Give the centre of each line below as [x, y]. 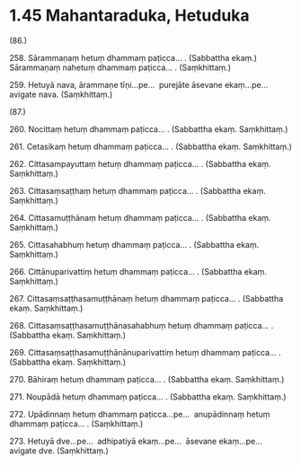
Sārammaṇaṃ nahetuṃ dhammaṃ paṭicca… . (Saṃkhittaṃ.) [120, 67]
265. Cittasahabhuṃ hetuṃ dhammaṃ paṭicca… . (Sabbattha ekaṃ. [134, 244]
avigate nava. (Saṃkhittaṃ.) [61, 94]
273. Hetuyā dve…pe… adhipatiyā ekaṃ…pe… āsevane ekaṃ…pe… [136, 441]
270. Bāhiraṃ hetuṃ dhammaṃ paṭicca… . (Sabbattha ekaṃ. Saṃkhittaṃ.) [147, 379]
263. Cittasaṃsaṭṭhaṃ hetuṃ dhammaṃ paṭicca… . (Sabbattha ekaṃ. [138, 190]
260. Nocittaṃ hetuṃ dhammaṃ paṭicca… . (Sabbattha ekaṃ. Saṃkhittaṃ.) [149, 129]
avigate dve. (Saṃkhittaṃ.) [59, 451]
